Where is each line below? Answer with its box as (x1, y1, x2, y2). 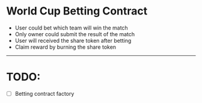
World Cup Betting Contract (6, 4, 148, 18)
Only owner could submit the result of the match (14, 30, 135, 37)
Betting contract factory (14, 90, 75, 97)
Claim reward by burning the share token (14, 43, 116, 51)
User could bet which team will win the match (14, 24, 128, 31)
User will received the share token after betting (14, 37, 132, 44)
